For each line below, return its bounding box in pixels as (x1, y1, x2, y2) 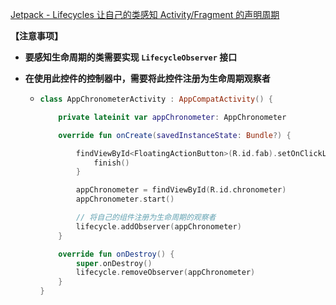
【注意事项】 (10, 30, 63, 42)
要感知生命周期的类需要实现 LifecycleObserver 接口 (24, 51, 238, 63)
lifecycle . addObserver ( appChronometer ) (75, 221, 242, 232)
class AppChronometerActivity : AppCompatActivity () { (39, 94, 273, 104)
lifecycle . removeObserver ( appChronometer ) (75, 268, 256, 278)
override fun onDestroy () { (58, 249, 175, 259)
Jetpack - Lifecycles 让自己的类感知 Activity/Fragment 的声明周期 (10, 9, 280, 20)
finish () (93, 158, 130, 168)
